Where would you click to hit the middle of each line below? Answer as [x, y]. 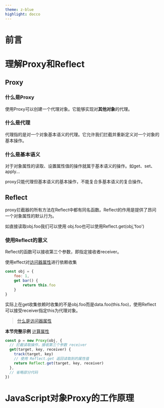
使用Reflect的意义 [26, 240]
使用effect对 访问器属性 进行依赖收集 [41, 262]
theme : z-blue [20, 10]
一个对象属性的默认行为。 [31, 216]
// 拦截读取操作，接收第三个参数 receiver [48, 345]
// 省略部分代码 [24, 372]
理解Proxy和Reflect [45, 64]
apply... [12, 171]
